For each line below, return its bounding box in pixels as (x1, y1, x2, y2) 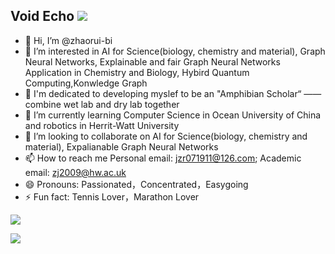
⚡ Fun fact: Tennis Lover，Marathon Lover (24, 190, 200, 203)
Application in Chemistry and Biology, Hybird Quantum (24, 66, 250, 78)
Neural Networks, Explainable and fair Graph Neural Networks (24, 55, 281, 68)
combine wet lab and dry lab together (24, 98, 180, 110)
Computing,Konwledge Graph (24, 77, 148, 89)
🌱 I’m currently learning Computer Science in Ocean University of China (24, 109, 322, 121)
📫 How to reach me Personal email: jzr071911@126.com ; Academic (24, 152, 302, 164)
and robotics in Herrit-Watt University (24, 119, 180, 131)
